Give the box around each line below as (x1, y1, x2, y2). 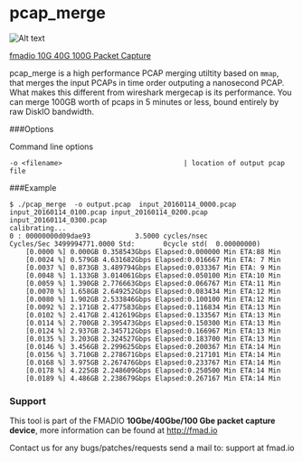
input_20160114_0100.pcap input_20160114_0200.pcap (9, 207, 208, 217)
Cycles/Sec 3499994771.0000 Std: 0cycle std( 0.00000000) (9, 239, 260, 249)
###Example (9, 182, 57, 193)
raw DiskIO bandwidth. (9, 106, 95, 117)
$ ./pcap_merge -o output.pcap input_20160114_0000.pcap (9, 200, 237, 209)
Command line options (9, 141, 93, 152)
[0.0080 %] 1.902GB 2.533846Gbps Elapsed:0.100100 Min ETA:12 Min (25, 295, 281, 304)
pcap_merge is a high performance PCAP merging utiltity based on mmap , (9, 67, 279, 79)
